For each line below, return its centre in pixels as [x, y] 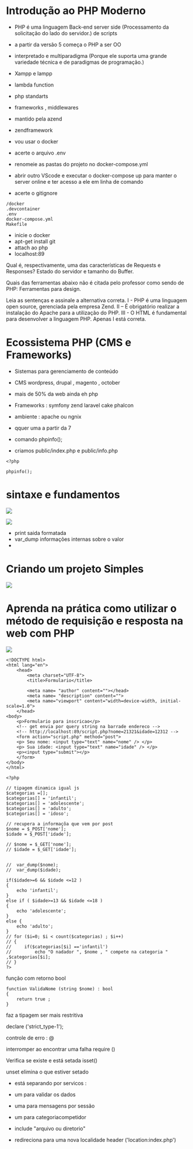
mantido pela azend [38, 119]
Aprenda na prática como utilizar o [91, 608]
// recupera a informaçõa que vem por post [60, 824]
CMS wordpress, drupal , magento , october [67, 382]
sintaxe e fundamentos [63, 495]
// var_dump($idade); [34, 870]
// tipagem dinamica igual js [43, 788]
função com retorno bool [36, 978]
